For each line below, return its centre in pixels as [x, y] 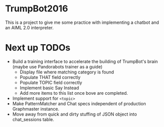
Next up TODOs [38, 48]
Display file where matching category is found [67, 72]
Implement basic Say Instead [49, 88]
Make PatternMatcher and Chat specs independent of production [79, 103]
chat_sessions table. [33, 119]
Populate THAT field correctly [50, 77]
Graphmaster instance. [36, 109]
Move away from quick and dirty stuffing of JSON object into [75, 114]
